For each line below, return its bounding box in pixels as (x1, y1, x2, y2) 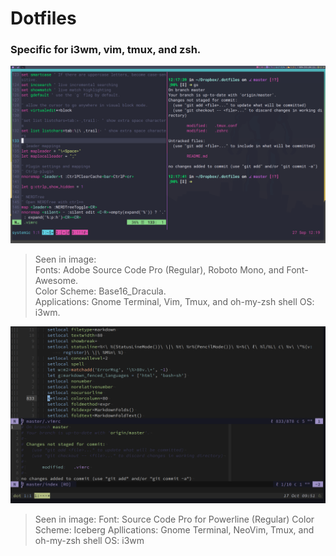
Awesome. (34, 274, 79, 286)
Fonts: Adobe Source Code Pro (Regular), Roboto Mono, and (34, 263, 285, 276)
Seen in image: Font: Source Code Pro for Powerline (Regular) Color (34, 513, 315, 526)
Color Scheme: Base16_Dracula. (34, 285, 167, 297)
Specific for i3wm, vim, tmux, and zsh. (10, 43, 202, 57)
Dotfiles (10, 7, 77, 30)
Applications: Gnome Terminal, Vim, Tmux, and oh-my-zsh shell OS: (34, 295, 315, 307)
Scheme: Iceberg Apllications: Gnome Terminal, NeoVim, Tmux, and (34, 524, 315, 536)
